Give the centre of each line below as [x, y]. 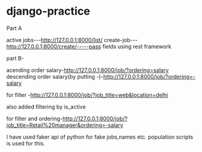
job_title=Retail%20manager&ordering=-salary [65, 125]
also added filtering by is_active [46, 107]
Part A [14, 28]
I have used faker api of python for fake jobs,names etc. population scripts [100, 137]
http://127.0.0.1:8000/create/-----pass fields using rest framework [89, 46]
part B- [15, 58]
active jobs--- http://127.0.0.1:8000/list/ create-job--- [72, 40]
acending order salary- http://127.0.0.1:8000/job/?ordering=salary [88, 70]
